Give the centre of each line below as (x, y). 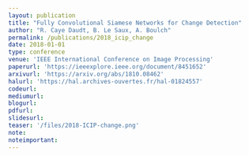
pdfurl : (21, 111)
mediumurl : (26, 96)
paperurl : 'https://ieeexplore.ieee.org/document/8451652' (108, 67)
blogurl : (23, 103)
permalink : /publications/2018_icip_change (81, 37)
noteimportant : (33, 140)
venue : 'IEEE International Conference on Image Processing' (111, 60)
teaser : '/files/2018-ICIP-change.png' (74, 125)
